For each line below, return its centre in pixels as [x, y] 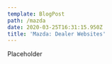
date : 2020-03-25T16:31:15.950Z [55, 27]
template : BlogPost [36, 14]
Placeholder [25, 54]
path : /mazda [27, 21]
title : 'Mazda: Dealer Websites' [57, 34]
